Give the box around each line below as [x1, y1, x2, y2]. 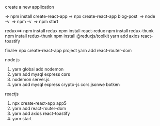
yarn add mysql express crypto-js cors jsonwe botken [12, 82, 120, 87]
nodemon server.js [12, 77, 50, 82]
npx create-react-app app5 [12, 100, 67, 106]
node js [5, 57, 20, 62]
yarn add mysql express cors [12, 71, 70, 77]
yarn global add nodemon [12, 66, 64, 72]
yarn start [12, 116, 32, 121]
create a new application [5, 4, 54, 10]
